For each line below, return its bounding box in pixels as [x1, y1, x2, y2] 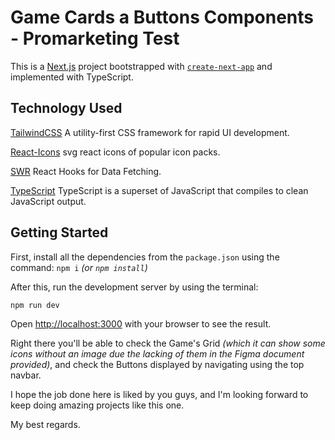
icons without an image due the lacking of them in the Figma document [10, 348, 305, 360]
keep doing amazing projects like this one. [10, 399, 185, 411]
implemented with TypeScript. [10, 71, 134, 83]
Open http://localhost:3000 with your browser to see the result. [10, 318, 272, 330]
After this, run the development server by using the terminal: [10, 281, 259, 293]
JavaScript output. [10, 195, 87, 207]
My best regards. [10, 419, 81, 431]
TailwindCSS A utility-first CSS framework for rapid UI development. [10, 126, 290, 138]
